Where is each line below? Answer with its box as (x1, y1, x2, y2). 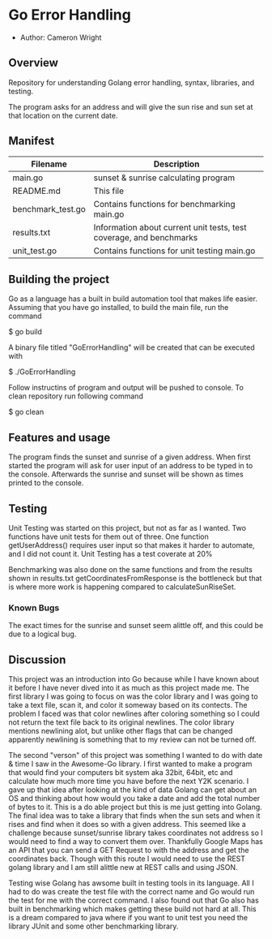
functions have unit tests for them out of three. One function (8, 532, 209, 541)
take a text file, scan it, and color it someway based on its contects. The (8, 700, 248, 710)
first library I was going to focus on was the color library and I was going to (8, 691, 258, 701)
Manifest (8, 134, 55, 148)
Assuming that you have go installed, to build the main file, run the (8, 303, 229, 312)
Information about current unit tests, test (93, 222, 247, 233)
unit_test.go (12, 245, 57, 256)
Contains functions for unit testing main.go (93, 245, 256, 256)
